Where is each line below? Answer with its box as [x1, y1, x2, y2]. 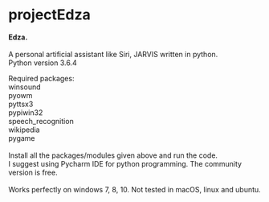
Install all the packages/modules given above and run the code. [8, 150, 218, 160]
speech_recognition [8, 116, 74, 126]
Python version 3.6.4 [8, 58, 78, 68]
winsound [8, 82, 42, 92]
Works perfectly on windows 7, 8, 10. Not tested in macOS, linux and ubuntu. [8, 184, 261, 194]
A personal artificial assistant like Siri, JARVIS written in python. [8, 49, 218, 59]
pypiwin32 [8, 107, 43, 117]
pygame [8, 133, 35, 142]
